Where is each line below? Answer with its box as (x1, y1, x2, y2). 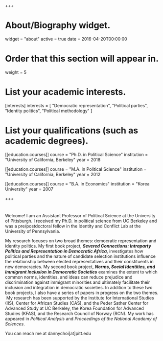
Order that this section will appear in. (5, 53, 159, 64)
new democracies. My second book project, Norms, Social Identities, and (5, 264, 155, 270)
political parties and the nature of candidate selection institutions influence (5, 253, 156, 259)
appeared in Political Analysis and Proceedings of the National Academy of (5, 316, 158, 321)
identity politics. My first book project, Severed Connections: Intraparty (5, 243, 152, 249)
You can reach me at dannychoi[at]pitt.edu (5, 330, 92, 336)
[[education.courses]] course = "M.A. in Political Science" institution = (5, 166, 147, 172)
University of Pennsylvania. (5, 228, 60, 234)
